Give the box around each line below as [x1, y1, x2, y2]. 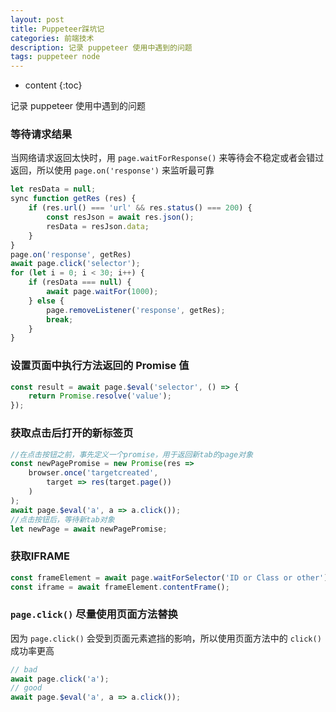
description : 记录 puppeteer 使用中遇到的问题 [10, 42, 193, 53]
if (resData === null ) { [28, 277, 132, 288]
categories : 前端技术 [10, 33, 95, 43]
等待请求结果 [10, 127, 73, 141]
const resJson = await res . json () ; [46, 212, 195, 223]
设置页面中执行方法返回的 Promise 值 [10, 359, 190, 373]
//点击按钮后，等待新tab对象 [10, 514, 115, 525]
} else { [28, 296, 65, 306]
